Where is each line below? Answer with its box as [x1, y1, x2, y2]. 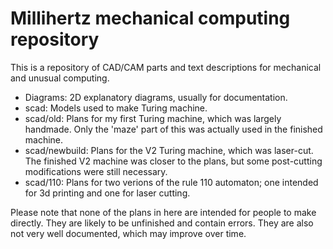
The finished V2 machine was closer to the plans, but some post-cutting [24, 155, 323, 167]
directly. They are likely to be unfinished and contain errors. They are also [10, 217, 314, 229]
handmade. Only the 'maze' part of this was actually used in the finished [24, 123, 323, 135]
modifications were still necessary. [24, 165, 168, 177]
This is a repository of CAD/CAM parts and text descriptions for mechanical [10, 61, 322, 73]
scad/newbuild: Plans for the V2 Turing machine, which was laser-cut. [24, 144, 314, 156]
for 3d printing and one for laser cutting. [24, 187, 191, 199]
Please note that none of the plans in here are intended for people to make [10, 206, 317, 218]
